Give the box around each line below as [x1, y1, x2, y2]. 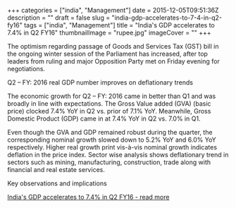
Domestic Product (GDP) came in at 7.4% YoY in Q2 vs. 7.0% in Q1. [7, 114, 201, 123]
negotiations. [7, 65, 46, 73]
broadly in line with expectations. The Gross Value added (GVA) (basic [7, 99, 211, 108]
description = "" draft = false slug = [7, 13, 111, 22]
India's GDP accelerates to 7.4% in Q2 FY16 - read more [7, 193, 170, 201]
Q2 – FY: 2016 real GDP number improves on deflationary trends [7, 78, 194, 87]
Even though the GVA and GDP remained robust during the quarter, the [7, 128, 213, 136]
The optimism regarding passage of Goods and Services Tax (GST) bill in [7, 42, 219, 50]
